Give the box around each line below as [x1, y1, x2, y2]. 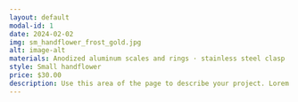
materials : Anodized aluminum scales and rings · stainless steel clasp [9, 54, 286, 63]
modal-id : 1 [9, 21, 54, 30]
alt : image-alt [9, 46, 66, 55]
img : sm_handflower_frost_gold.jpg [9, 37, 142, 47]
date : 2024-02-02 [9, 29, 74, 38]
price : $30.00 [9, 71, 62, 80]
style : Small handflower [9, 63, 102, 72]
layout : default [9, 12, 70, 22]
